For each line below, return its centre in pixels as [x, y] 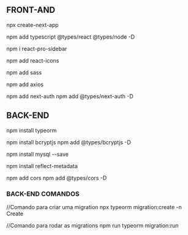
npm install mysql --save [38, 154]
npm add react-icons [33, 60]
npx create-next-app [33, 25]
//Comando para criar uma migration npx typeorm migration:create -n [94, 207]
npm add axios [25, 84]
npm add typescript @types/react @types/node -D [71, 37]
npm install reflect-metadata [42, 166]
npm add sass [24, 72]
